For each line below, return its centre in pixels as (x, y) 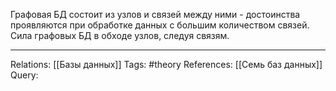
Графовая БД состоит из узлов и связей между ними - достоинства (155, 14)
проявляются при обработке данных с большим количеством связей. (160, 25)
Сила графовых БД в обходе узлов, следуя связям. (120, 35)
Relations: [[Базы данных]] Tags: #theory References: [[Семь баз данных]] (166, 64)
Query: (24, 75)
